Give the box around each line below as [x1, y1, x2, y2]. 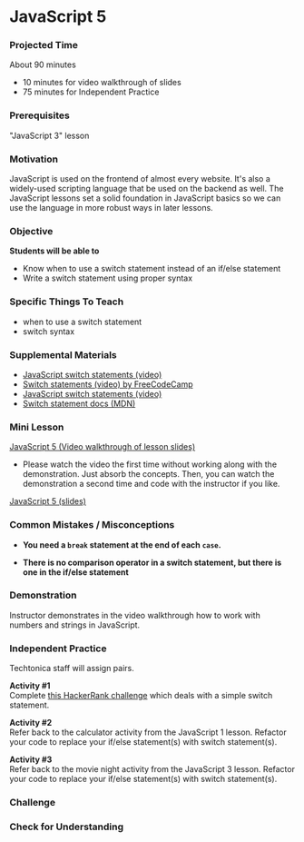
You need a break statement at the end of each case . [22, 539, 221, 550]
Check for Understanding [9, 820, 124, 833]
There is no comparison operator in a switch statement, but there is [22, 557, 282, 568]
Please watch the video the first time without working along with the [22, 459, 278, 470]
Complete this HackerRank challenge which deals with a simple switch [9, 690, 273, 701]
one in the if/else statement [22, 566, 129, 578]
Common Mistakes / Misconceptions [9, 519, 175, 531]
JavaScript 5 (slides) [9, 496, 86, 507]
